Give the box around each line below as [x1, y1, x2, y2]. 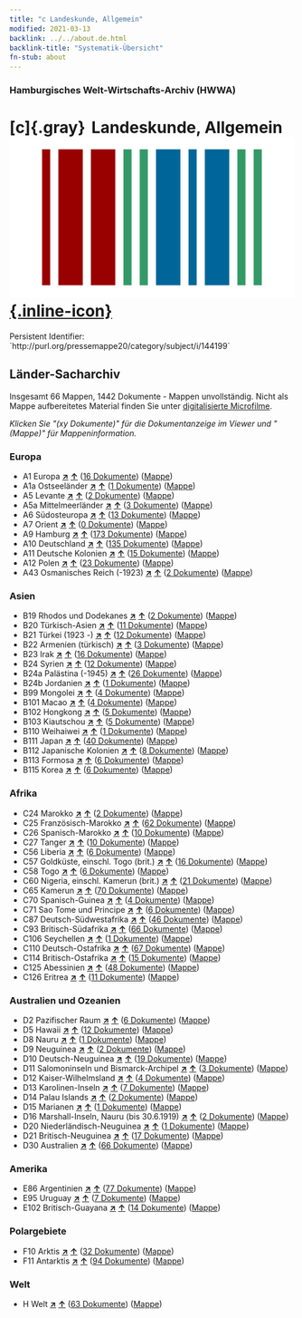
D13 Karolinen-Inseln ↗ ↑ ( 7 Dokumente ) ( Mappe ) [22, 1081, 210, 1092]
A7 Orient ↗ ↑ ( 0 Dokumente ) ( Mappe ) [22, 519, 168, 530]
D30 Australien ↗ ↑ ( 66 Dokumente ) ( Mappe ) [22, 1139, 193, 1150]
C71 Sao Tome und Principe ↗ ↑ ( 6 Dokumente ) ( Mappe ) [22, 904, 235, 915]
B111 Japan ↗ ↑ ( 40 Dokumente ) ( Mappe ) [22, 735, 178, 747]
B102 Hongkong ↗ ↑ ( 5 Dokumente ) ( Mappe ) [22, 707, 192, 718]
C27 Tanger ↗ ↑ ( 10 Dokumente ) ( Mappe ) [22, 837, 180, 848]
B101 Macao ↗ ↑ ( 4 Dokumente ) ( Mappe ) [22, 697, 178, 708]
